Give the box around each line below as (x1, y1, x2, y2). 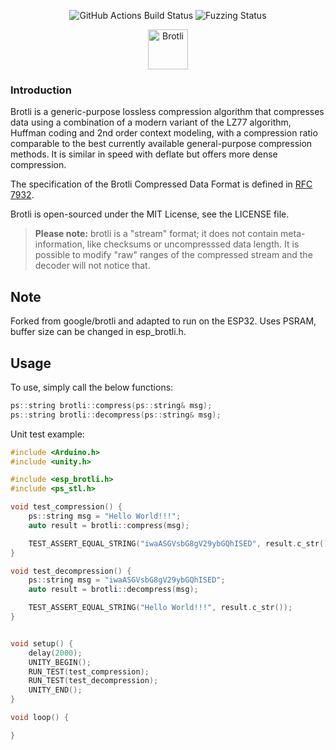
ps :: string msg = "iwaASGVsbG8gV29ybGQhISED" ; (28, 575, 226, 585)
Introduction (10, 83, 72, 97)
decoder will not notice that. (34, 260, 151, 272)
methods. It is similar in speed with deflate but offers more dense (10, 148, 278, 160)
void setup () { (10, 638, 74, 649)
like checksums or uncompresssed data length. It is (86, 238, 300, 250)
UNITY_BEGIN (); (28, 657, 92, 667)
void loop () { (10, 713, 70, 723)
